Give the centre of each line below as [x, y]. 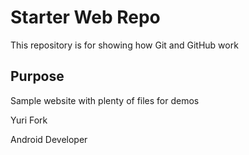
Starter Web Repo [85, 17]
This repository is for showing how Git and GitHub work [124, 45]
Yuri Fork [29, 120]
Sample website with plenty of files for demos [105, 100]
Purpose [37, 76]
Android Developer [49, 139]
